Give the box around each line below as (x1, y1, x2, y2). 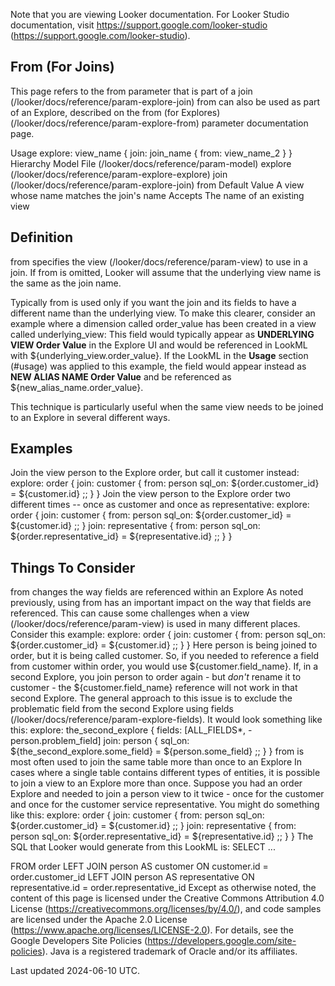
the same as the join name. (10, 277, 122, 289)
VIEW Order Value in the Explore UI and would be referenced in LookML (10, 339, 308, 351)
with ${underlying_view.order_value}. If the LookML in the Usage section (10, 349, 309, 361)
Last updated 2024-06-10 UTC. (10, 965, 140, 977)
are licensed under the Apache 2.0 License (10, 914, 188, 926)
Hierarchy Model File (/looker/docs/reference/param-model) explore (10, 157, 292, 169)
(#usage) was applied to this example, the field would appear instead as (10, 360, 307, 372)
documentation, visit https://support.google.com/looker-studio (10, 19, 268, 31)
